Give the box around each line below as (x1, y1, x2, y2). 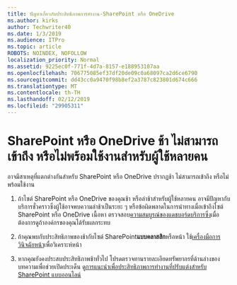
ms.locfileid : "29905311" (7, 103, 83, 110)
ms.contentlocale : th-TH (7, 89, 81, 96)
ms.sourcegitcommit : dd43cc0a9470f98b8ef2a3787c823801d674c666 (7, 76, 198, 83)
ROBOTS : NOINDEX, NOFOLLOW (7, 50, 87, 57)
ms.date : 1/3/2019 (7, 30, 62, 37)
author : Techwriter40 (7, 23, 71, 30)
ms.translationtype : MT (7, 83, 78, 90)
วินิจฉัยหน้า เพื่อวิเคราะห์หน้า (17, 240, 82, 248)
